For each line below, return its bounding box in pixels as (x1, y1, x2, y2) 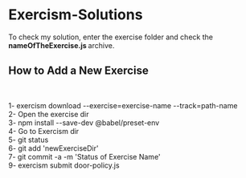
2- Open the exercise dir (8, 109, 90, 119)
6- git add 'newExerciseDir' (8, 143, 99, 153)
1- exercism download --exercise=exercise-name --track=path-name (8, 100, 238, 110)
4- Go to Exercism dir (8, 126, 80, 136)
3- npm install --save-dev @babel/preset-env (8, 118, 160, 127)
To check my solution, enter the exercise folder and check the (8, 32, 213, 42)
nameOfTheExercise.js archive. (8, 40, 115, 50)
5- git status (8, 135, 49, 144)
